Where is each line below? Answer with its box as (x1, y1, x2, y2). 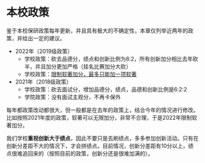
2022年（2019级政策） (15, 47, 73, 55)
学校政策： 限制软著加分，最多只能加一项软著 (24, 70, 137, 78)
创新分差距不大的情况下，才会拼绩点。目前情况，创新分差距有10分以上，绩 (6, 142, 194, 150)
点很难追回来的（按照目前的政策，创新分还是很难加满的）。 (6, 150, 154, 157)
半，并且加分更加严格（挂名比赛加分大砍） (24, 62, 132, 70)
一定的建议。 (32, 34, 65, 42)
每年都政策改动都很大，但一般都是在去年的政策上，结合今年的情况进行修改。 (6, 106, 199, 114)
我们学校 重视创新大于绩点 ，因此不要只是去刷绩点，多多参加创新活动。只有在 (6, 134, 199, 142)
